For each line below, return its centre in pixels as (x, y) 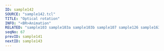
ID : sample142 (20, 9)
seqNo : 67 (15, 32)
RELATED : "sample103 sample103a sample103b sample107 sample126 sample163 (83, 28)
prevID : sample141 (24, 37)
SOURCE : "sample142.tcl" (30, 14)
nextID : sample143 (24, 41)
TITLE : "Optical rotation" (32, 18)
